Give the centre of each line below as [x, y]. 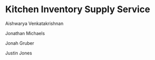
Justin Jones [19, 53]
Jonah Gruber [20, 43]
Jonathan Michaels [25, 33]
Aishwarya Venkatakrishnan [34, 23]
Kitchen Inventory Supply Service [78, 9]
